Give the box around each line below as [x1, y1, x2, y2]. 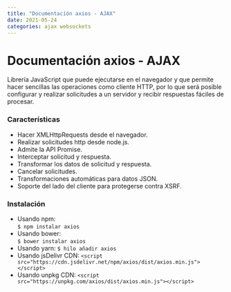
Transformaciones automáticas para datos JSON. [17, 174, 158, 183]
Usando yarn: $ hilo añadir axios [17, 244, 117, 252]
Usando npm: [17, 215, 56, 223]
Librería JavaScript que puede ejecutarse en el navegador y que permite [7, 75, 214, 84]
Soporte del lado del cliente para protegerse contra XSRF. [17, 182, 182, 190]
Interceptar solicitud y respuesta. [17, 153, 112, 161]
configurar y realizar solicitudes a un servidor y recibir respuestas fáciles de [7, 90, 224, 99]
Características [7, 115, 60, 124]
